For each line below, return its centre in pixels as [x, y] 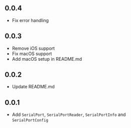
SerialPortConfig [30, 120]
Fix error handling [30, 20]
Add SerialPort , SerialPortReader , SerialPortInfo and [69, 114]
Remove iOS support [33, 48]
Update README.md [33, 87]
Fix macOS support [32, 53]
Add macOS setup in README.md [47, 59]
